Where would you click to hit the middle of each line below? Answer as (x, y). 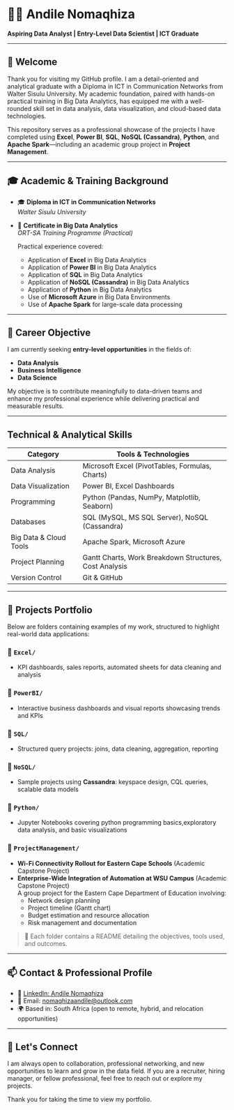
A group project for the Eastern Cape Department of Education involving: (122, 893)
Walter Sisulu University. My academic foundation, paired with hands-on (111, 93)
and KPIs (30, 715)
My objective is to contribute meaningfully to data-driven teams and (105, 391)
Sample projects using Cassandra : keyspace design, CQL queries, (113, 782)
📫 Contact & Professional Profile (80, 973)
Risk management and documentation (82, 922)
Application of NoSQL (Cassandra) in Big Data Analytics (108, 282)
